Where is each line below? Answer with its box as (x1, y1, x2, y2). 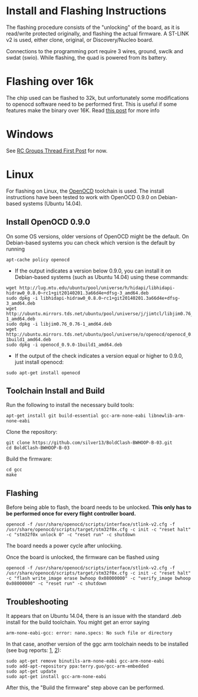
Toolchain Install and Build (6, 385, 105, 395)
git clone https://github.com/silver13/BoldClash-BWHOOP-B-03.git (6, 440, 173, 446)
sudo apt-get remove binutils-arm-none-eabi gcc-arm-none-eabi (6, 658, 165, 664)
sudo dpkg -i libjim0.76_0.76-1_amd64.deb (6, 321, 112, 327)
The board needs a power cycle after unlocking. (6, 542, 123, 549)
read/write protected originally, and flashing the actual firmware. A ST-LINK (6, 30, 189, 37)
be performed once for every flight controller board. (6, 510, 137, 517)
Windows (6, 128, 54, 141)
